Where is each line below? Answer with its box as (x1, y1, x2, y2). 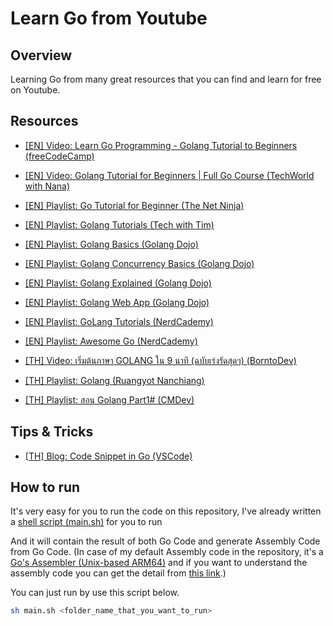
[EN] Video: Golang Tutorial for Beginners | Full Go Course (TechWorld (24, 169, 315, 181)
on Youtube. (10, 84, 61, 96)
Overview (10, 47, 73, 64)
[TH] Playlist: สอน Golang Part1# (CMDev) (24, 393, 195, 406)
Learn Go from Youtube (10, 7, 208, 30)
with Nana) (24, 180, 71, 192)
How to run (10, 479, 81, 496)
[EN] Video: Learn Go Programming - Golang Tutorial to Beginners (24, 139, 298, 151)
